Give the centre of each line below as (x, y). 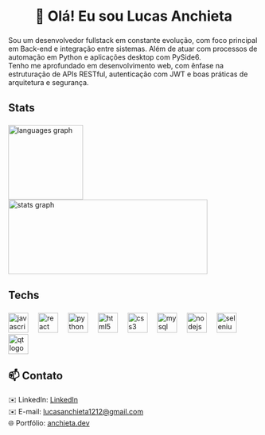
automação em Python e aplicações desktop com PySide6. (105, 57)
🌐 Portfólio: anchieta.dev (49, 423)
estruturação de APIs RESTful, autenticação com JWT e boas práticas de (128, 74)
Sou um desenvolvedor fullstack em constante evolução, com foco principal (133, 41)
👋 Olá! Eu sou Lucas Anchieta (134, 16)
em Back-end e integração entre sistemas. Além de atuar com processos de (133, 49)
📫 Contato (36, 376)
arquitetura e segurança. (49, 83)
